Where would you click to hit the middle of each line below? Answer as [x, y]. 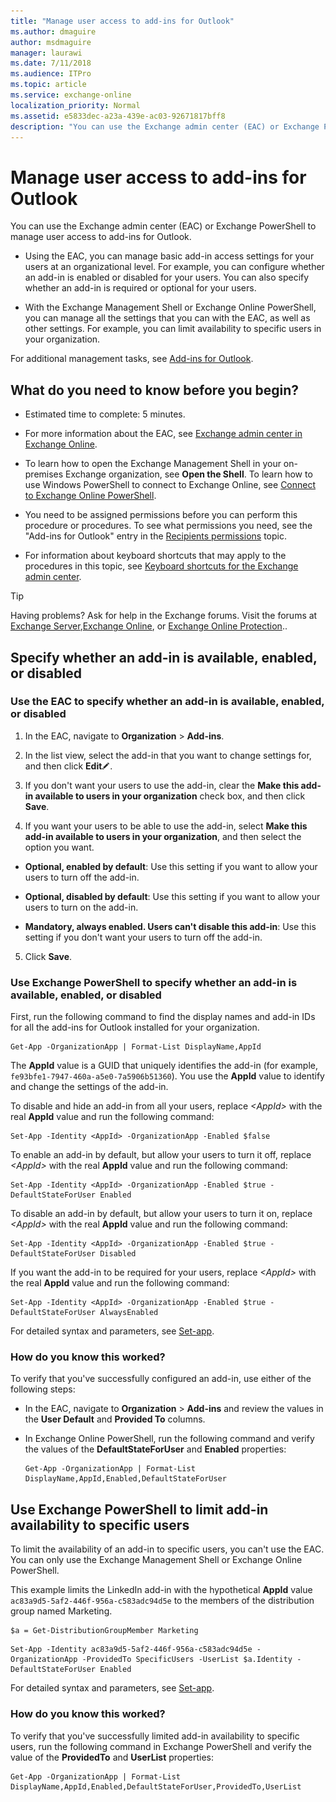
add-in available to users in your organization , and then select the [163, 836]
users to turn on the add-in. [81, 907]
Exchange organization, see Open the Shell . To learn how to [189, 474]
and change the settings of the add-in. [89, 1087]
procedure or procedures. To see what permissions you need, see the [168, 526]
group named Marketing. [61, 1611]
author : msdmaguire [51, 42]
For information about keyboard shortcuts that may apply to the [155, 556]
